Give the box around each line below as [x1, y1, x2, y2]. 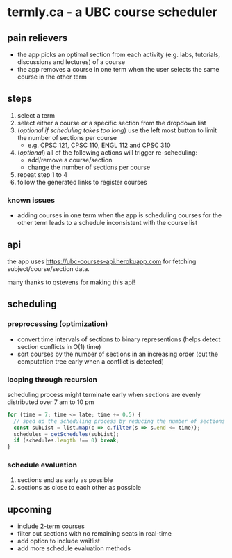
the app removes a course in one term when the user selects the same [17, 65, 219, 73]
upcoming [7, 503, 52, 516]
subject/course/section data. [7, 264, 90, 272]
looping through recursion [7, 374, 98, 384]
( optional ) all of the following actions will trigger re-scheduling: [17, 148, 198, 157]
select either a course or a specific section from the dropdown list [17, 118, 206, 127]
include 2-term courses [17, 522, 85, 530]
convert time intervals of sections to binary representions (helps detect [17, 335, 221, 343]
